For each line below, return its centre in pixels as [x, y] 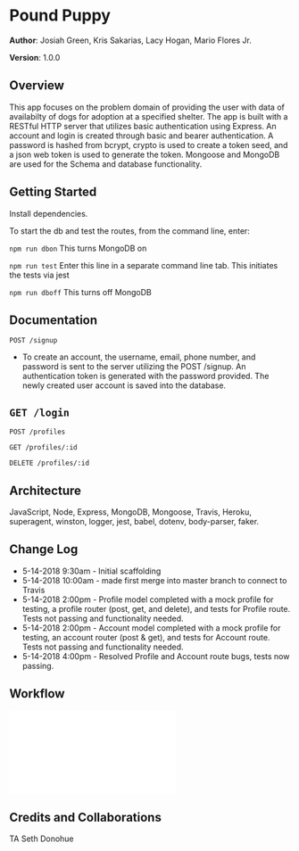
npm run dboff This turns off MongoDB [80, 292]
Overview [37, 86]
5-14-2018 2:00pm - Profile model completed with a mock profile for [148, 599]
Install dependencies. [49, 213]
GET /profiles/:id [43, 448]
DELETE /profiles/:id [50, 463]
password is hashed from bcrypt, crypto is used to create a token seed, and [149, 145]
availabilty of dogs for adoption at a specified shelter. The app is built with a [149, 116]
